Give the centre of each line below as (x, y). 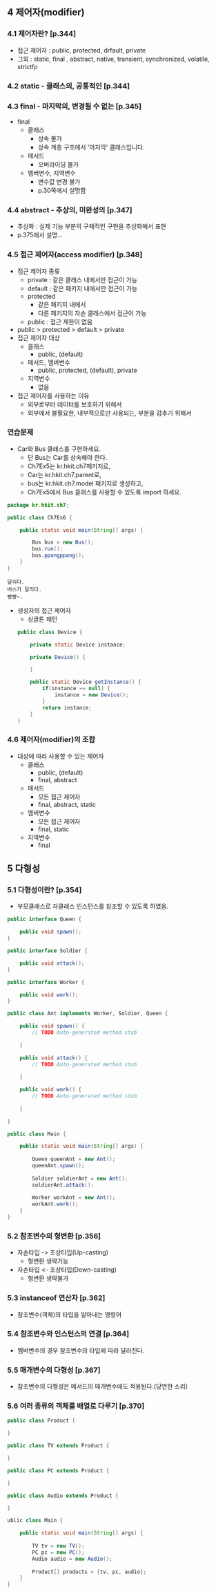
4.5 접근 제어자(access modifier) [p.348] (75, 254)
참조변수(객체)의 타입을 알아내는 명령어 (69, 1314)
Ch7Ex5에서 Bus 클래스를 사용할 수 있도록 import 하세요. (104, 492)
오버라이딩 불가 (58, 164)
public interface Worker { (46, 982)
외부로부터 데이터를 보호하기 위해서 (75, 404)
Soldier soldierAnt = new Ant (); (80, 1178)
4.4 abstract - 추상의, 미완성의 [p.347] (70, 210)
